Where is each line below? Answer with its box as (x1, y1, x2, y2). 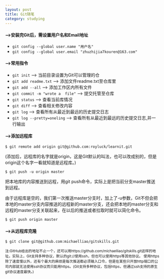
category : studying (5, 16, 45, 21)
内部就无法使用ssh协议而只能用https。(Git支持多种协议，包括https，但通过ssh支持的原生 (8, 264, 158, 269)
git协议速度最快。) (5, 270, 34, 275)
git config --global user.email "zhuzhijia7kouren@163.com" (12, 49, 138, 54)
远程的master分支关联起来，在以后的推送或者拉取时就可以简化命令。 (5, 207, 143, 213)
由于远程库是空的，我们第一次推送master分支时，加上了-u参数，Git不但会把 (5, 195, 158, 201)
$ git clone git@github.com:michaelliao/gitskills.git (5, 239, 119, 244)
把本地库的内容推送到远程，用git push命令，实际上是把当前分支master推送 (5, 178, 156, 184)
